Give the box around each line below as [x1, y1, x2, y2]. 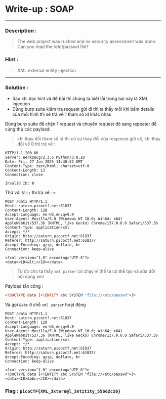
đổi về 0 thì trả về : [17, 141, 56, 147]
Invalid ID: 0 [5, 180, 35, 186]
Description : [5, 27, 37, 34]
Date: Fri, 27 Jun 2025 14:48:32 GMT [5, 159, 83, 164]
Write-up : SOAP [5, 3, 74, 15]
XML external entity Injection [17, 67, 76, 73]
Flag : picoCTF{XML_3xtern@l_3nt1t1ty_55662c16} [5, 387, 121, 394]
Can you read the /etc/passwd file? [17, 44, 89, 50]
